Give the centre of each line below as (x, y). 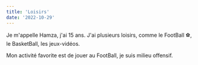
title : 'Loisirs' (28, 12)
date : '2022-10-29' (31, 17)
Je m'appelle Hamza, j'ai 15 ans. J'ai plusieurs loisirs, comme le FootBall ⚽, (99, 35)
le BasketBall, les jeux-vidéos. (43, 43)
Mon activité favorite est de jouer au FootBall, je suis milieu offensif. (90, 55)
